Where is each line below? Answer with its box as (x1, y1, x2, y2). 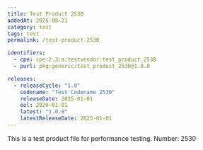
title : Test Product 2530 (7, 10, 83, 18)
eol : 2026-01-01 (20, 102, 69, 109)
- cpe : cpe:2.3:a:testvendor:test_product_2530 (13, 56, 157, 64)
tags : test (7, 30, 40, 37)
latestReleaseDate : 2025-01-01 (20, 115, 112, 122)
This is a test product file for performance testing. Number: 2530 (7, 134, 197, 142)
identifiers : (7, 50, 46, 57)
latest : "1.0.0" (20, 108, 69, 115)
